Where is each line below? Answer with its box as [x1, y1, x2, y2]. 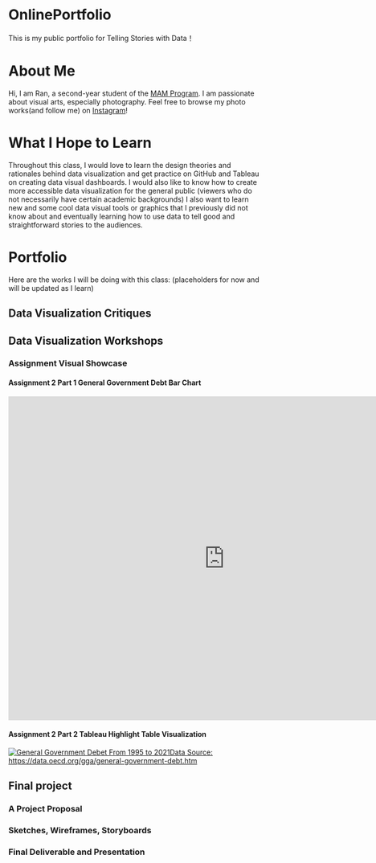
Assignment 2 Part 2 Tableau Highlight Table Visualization [8, 730, 207, 739]
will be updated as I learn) [8, 283, 94, 292]
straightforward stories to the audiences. [8, 219, 143, 230]
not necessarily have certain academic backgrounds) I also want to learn [8, 194, 249, 204]
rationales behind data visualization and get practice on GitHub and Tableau [8, 169, 260, 178]
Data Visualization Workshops [8, 333, 164, 347]
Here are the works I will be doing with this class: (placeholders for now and [8, 275, 260, 284]
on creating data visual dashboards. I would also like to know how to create [8, 177, 257, 186]
